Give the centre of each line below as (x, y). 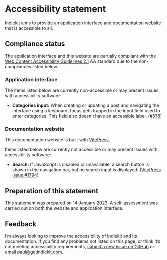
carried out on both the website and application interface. (64, 208)
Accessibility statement (56, 9)
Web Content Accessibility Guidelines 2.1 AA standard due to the (72, 61)
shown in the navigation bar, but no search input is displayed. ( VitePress (87, 170)
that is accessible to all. (29, 28)
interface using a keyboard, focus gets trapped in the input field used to (86, 111)
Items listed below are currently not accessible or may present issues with (81, 150)
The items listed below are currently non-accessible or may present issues (82, 90)
